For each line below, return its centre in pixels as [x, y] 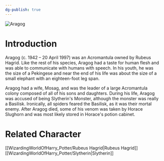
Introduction [31, 44]
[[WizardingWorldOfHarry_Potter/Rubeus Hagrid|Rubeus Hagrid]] [72, 148]
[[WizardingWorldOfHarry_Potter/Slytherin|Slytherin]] [59, 153]
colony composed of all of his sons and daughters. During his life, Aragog [80, 93]
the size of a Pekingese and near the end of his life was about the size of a [81, 73]
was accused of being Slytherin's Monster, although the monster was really [82, 98]
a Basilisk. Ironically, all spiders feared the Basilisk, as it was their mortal [79, 104]
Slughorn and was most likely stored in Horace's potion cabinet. [70, 114]
